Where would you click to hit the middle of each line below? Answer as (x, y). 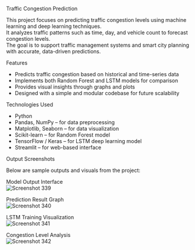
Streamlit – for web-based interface (58, 147)
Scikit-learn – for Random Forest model (62, 135)
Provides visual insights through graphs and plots (75, 87)
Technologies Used (30, 105)
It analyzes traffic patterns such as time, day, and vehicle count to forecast (97, 33)
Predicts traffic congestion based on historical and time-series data (97, 74)
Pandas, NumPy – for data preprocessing (65, 122)
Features (17, 63)
